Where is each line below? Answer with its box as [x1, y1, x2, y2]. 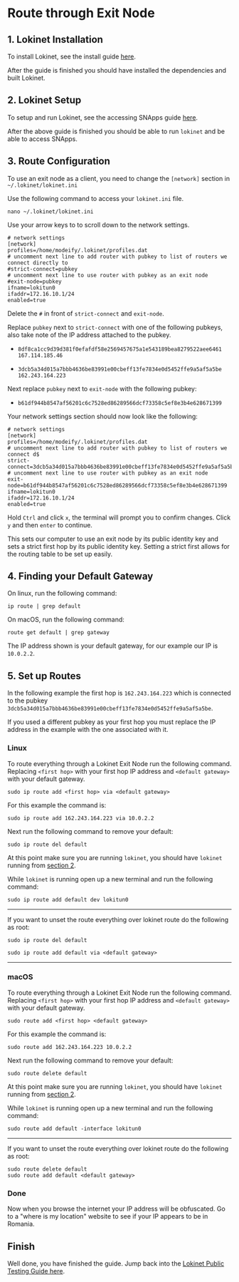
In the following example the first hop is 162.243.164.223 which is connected [7, 689, 231, 698]
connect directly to [7, 259, 69, 267]
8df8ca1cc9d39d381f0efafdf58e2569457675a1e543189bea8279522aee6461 [17, 346, 222, 353]
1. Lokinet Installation [7, 33, 103, 46]
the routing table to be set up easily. [7, 549, 112, 558]
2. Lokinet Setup [7, 94, 82, 106]
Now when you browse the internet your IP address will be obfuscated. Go [7, 1204, 225, 1213]
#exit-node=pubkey [7, 278, 62, 285]
